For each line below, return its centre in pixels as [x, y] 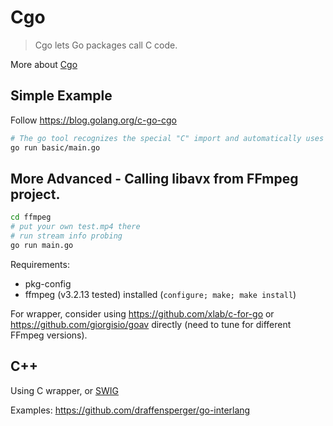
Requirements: [40, 264]
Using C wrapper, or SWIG [65, 390]
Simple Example [61, 96]
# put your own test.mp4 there [75, 227]
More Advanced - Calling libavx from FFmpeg [154, 178]
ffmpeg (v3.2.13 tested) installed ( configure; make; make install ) [160, 294]
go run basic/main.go [55, 147]
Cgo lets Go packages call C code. [106, 45]
